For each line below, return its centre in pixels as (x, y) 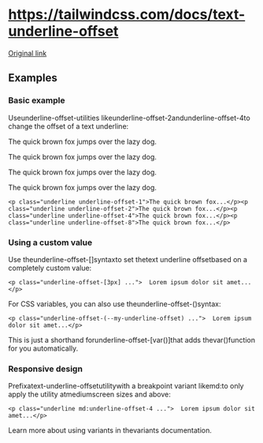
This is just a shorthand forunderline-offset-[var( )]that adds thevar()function (132, 340)
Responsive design (45, 369)
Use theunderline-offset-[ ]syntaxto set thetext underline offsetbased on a (128, 259)
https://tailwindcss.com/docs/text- (127, 15)
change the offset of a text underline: (69, 126)
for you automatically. (43, 348)
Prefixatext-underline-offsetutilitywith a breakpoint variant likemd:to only (126, 386)
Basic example (37, 100)
